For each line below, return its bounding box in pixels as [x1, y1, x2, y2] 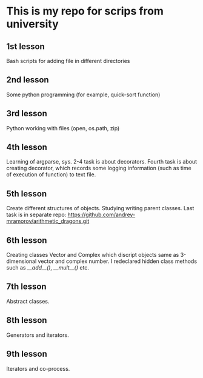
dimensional [6, 257, 37, 265]
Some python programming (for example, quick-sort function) [6, 91, 161, 98]
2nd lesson [6, 75, 50, 85]
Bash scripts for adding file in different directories [6, 58, 130, 64]
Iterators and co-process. [6, 365, 70, 372]
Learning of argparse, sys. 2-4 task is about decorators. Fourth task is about [6, 158, 198, 165]
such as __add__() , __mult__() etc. [6, 264, 90, 271]
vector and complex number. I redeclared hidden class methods [38, 257, 198, 265]
